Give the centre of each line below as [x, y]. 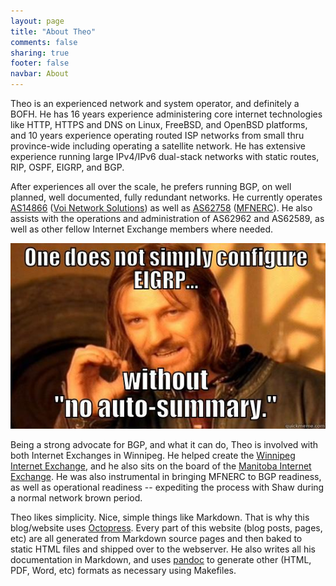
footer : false [40, 63]
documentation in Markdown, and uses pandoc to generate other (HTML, [161, 560]
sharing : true [40, 53]
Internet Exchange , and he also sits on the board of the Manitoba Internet [161, 466]
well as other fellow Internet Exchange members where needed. [142, 229]
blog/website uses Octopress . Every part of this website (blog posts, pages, [166, 528]
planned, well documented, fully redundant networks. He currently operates [166, 197]
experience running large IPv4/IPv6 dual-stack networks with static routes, [165, 156]
